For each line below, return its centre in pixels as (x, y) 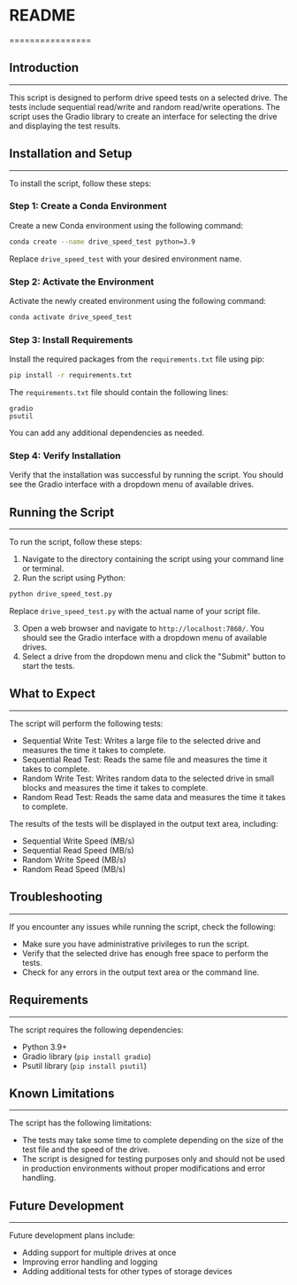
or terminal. (43, 569)
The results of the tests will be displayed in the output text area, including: (144, 823)
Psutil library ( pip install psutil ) (84, 1065)
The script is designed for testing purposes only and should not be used (153, 1159)
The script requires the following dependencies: (96, 1030)
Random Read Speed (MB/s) (74, 868)
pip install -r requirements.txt (71, 376)
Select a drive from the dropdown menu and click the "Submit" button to (153, 657)
